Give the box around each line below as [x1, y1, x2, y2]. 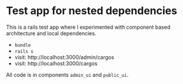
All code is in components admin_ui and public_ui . [6, 71, 129, 78]
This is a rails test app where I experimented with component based [6, 23, 171, 31]
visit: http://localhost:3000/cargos [14, 60, 98, 67]
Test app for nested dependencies [6, 4, 178, 18]
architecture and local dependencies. [6, 29, 97, 36]
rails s [14, 48, 34, 54]
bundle [14, 42, 31, 48]
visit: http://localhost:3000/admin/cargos [14, 53, 115, 61]
